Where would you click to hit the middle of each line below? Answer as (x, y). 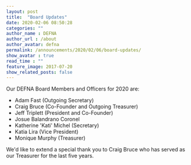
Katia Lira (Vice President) (46, 132)
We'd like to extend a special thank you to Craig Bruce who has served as (96, 150)
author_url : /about (32, 39)
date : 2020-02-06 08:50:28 (39, 22)
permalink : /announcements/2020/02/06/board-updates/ (74, 50)
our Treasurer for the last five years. (50, 156)
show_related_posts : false (39, 72)
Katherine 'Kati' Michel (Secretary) (57, 125)
